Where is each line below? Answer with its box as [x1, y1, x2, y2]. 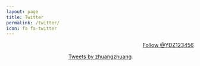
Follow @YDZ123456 [142, 42, 194, 49]
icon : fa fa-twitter [6, 25, 58, 32]
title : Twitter [6, 14, 44, 20]
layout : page [6, 8, 39, 15]
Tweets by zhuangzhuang [68, 53, 132, 60]
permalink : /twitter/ [6, 20, 60, 26]
